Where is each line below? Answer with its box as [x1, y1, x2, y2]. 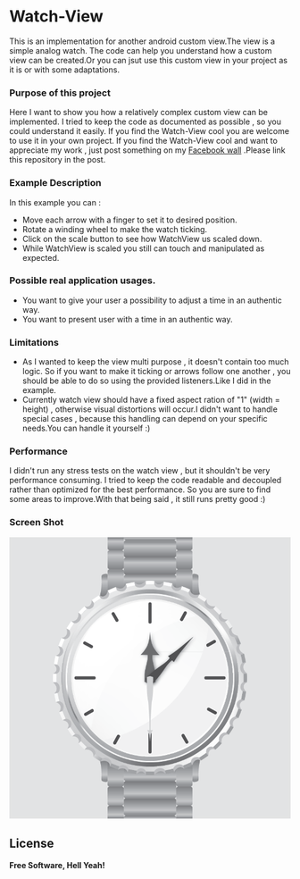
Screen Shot [9, 516, 64, 529]
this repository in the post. [9, 155, 106, 165]
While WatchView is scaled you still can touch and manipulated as [21, 243, 265, 254]
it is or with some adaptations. [9, 64, 121, 75]
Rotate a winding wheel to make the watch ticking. [21, 223, 208, 234]
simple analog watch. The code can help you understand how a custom [9, 45, 272, 55]
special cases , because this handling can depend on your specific [21, 414, 268, 424]
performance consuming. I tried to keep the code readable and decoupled [9, 475, 282, 486]
